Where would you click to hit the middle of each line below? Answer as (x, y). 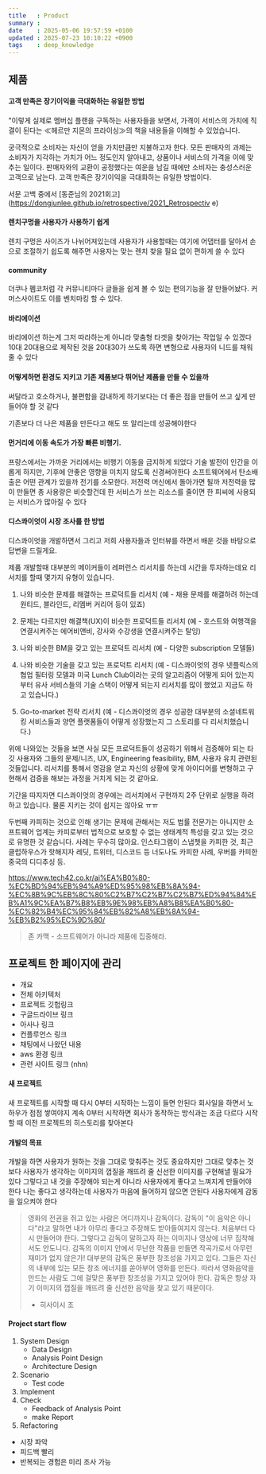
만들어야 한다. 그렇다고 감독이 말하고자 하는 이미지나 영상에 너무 (135, 1239)
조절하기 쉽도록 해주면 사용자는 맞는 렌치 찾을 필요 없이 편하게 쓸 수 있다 (134, 251)
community (28, 270)
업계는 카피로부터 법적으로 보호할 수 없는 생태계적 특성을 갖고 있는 (137, 831)
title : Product (39, 16)
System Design (44, 1341)
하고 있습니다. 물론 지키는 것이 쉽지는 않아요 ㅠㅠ (83, 805)
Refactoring (39, 1425)
